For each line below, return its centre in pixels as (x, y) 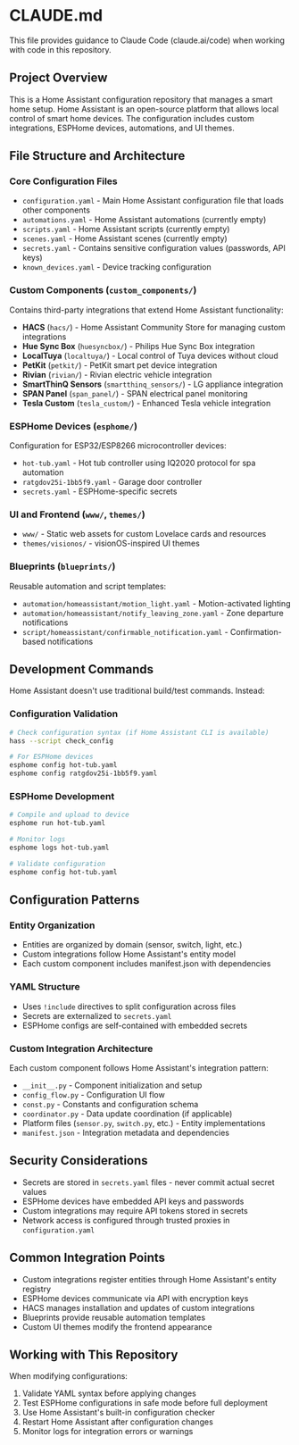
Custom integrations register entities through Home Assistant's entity (149, 1279)
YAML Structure (45, 987)
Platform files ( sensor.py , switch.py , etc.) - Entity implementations (144, 1123)
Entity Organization (52, 925)
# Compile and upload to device (69, 815)
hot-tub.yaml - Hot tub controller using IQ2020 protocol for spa (139, 463)
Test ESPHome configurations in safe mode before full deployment (145, 1403)
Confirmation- (257, 631)
